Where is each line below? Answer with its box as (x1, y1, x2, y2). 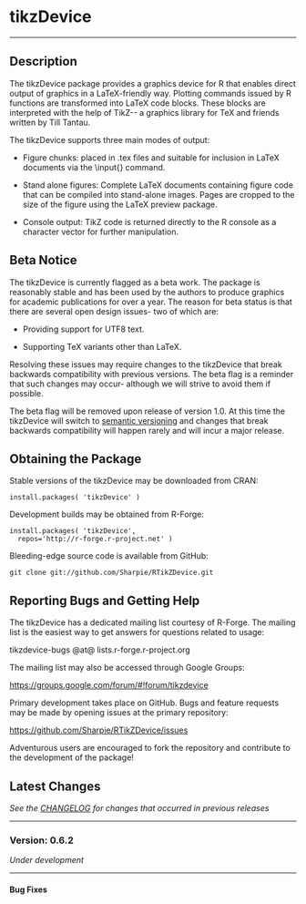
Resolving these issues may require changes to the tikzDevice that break (9, 358, 282, 370)
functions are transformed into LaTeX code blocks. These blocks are (9, 98, 266, 108)
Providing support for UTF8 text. (22, 324, 145, 334)
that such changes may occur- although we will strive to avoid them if (9, 378, 271, 389)
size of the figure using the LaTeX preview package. (22, 199, 219, 210)
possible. (9, 387, 44, 398)
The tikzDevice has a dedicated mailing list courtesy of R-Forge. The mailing (9, 617, 296, 628)
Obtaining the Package (9, 451, 142, 467)
